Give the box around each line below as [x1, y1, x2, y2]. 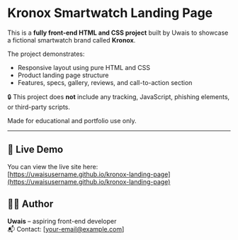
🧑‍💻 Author [7, 198, 54, 210]
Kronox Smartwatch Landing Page [7, 5, 213, 21]
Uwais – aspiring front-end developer [7, 217, 117, 225]
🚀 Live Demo [7, 144, 64, 156]
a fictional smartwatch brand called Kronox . [7, 35, 136, 44]
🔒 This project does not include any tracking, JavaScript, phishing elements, [7, 92, 230, 101]
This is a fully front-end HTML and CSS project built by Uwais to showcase [7, 28, 229, 37]
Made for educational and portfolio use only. [7, 116, 137, 125]
